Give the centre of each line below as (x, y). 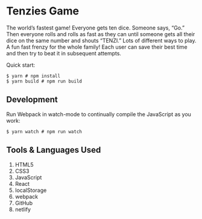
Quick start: (21, 65)
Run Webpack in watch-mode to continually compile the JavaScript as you (99, 114)
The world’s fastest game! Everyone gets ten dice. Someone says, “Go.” (96, 28)
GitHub (24, 203)
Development (32, 100)
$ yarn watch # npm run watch (44, 131)
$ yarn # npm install (33, 76)
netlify (23, 209)
